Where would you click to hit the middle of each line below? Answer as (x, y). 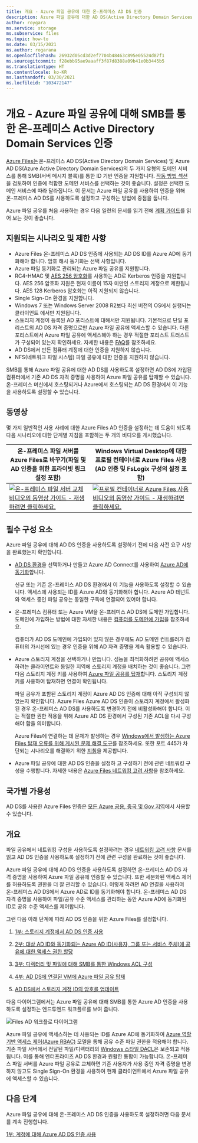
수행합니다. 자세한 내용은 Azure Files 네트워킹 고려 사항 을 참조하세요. (105, 771)
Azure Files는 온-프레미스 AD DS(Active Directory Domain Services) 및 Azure (98, 161)
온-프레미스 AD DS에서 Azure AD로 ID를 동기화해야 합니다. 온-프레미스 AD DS (96, 892)
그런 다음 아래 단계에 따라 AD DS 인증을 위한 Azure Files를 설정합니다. (87, 919)
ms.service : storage (32, 28)
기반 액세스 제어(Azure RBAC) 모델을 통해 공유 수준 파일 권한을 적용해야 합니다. (97, 1041)
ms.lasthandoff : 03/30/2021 (41, 77)
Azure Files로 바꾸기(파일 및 (48, 460)
